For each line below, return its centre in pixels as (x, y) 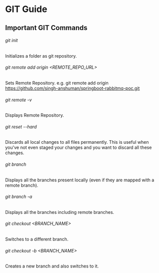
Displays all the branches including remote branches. (60, 212)
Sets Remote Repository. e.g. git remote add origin (57, 83)
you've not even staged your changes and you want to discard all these (79, 148)
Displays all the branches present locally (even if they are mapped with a (80, 180)
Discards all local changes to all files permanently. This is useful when (77, 142)
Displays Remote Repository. (35, 115)
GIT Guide (26, 9)
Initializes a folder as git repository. (41, 56)
